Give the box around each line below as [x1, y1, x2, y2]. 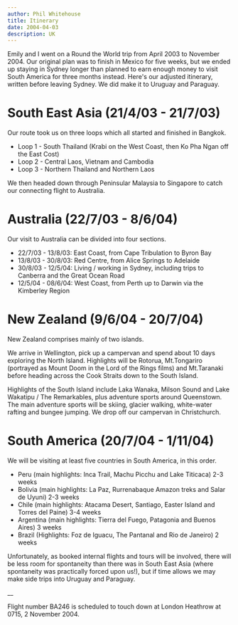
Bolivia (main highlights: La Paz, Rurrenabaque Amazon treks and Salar [17, 485, 226, 493]
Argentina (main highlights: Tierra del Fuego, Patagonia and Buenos [17, 515, 216, 524]
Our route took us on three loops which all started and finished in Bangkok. [7, 129, 227, 137]
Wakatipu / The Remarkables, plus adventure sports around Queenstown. [7, 393, 222, 401]
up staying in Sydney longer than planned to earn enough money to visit [7, 65, 218, 73]
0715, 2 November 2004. [7, 610, 80, 618]
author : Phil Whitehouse [7, 10, 81, 18]
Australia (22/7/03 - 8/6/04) [7, 211, 178, 228]
